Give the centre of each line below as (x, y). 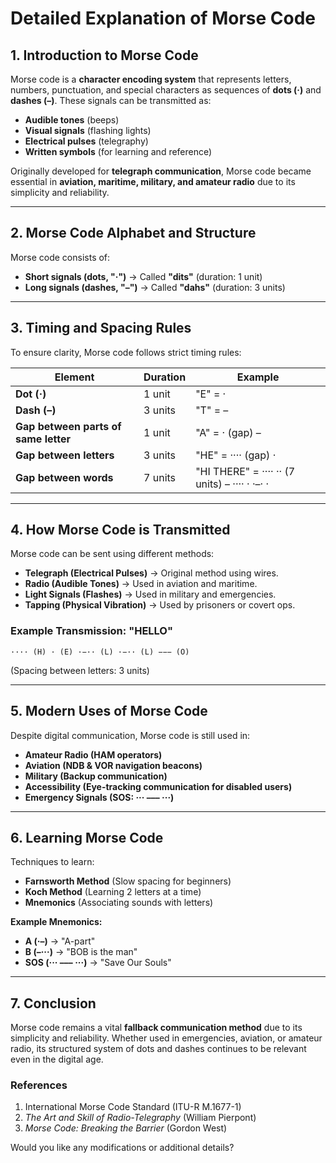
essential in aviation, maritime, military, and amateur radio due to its (153, 181)
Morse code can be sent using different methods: (112, 554)
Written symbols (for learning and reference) (118, 151)
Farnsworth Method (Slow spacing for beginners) (128, 881)
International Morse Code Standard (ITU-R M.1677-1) (133, 1107)
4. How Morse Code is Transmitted (120, 530)
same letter (43, 439)
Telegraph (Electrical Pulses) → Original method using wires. (151, 573)
